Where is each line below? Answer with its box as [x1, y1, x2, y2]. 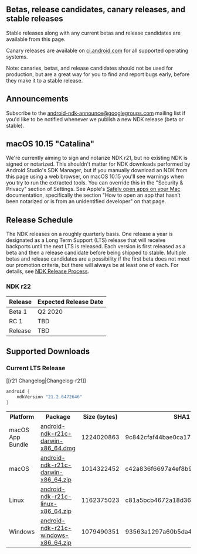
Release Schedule [6, 215, 73, 225]
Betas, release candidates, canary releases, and [6, 5, 186, 15]
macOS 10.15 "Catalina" [6, 139, 95, 149]
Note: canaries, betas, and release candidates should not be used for [6, 64, 173, 71]
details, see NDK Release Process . [6, 268, 90, 275]
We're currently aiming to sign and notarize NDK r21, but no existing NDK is [6, 155, 188, 162]
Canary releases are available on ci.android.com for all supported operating [6, 47, 189, 54]
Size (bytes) [83, 412, 118, 420]
